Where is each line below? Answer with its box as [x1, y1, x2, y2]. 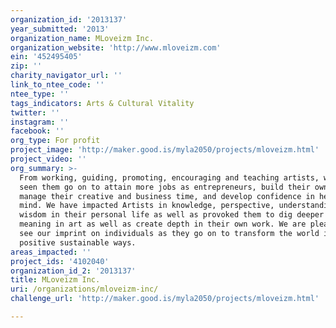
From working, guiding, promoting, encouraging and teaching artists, [19, 172, 320, 183]
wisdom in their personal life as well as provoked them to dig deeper [19, 210, 325, 220]
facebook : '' [10, 126, 65, 136]
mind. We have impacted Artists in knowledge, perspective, [19, 201, 275, 211]
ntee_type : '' [10, 89, 70, 99]
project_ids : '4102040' [10, 256, 110, 266]
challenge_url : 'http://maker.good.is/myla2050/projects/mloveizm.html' [10, 294, 320, 304]
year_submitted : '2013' [10, 24, 110, 34]
